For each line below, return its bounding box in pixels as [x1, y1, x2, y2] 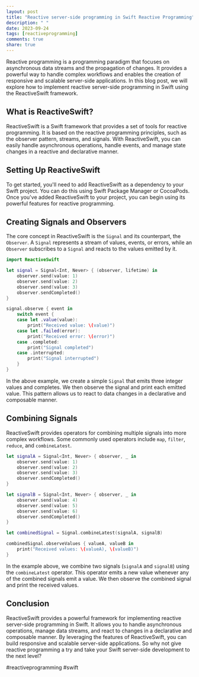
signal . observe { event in [6, 306, 73, 312]
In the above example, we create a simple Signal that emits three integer [6, 377, 184, 384]
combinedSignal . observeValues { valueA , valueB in [6, 541, 134, 547]
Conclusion [6, 599, 50, 609]
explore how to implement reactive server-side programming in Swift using [6, 83, 188, 90]
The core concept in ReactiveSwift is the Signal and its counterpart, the [6, 233, 181, 240]
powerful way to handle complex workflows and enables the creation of [6, 71, 181, 78]
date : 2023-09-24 [6, 25, 49, 31]
